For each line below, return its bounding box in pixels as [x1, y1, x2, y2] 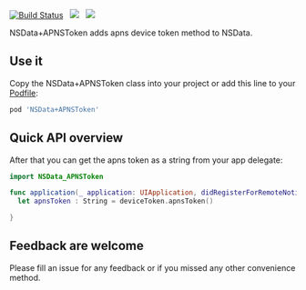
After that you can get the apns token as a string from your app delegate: [9, 155, 283, 165]
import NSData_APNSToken [9, 172, 104, 181]
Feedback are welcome [9, 238, 144, 254]
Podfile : [9, 87, 39, 98]
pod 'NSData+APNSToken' [9, 105, 100, 114]
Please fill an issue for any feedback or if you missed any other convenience [9, 262, 296, 273]
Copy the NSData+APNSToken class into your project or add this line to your [9, 77, 296, 88]
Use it [9, 54, 43, 69]
